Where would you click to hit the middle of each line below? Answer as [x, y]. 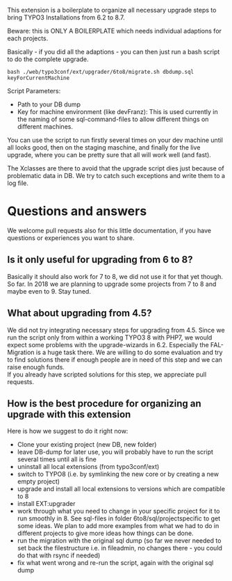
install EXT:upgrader [46, 504]
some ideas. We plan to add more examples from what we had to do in [118, 526]
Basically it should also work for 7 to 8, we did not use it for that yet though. [115, 276]
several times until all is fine [57, 459]
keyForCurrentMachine [39, 78]
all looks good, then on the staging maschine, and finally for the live [104, 148]
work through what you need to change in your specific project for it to [118, 511]
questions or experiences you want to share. [71, 238]
